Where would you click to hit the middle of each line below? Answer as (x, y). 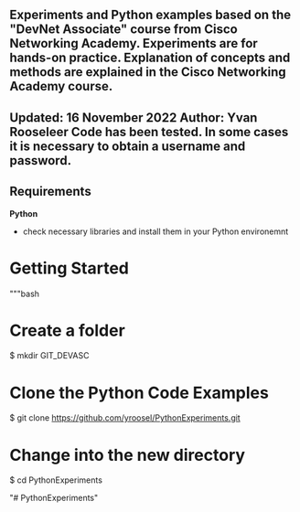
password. (40, 160)
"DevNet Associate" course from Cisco (123, 30)
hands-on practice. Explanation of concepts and (150, 58)
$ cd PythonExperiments (56, 480)
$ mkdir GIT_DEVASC (49, 356)
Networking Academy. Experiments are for (134, 43)
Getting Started (70, 268)
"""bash (24, 293)
